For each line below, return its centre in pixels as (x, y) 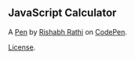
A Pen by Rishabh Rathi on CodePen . (67, 31)
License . (22, 47)
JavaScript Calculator (62, 13)
